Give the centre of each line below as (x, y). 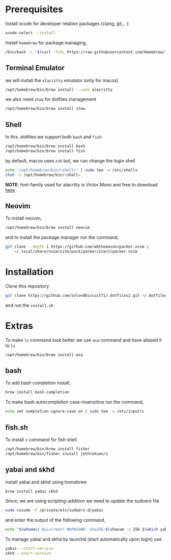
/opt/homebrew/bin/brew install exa (44, 355)
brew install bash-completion (37, 392)
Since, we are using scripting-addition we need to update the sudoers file (82, 501)
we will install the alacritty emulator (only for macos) (62, 80)
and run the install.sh (29, 305)
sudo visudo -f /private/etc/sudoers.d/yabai (54, 510)
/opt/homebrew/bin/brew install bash (45, 147)
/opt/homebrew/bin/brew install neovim (48, 228)
